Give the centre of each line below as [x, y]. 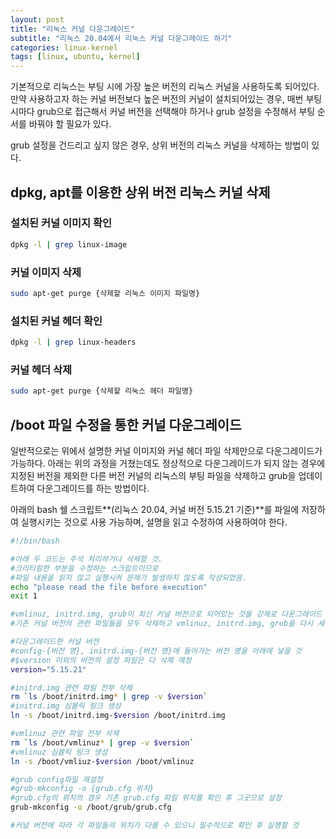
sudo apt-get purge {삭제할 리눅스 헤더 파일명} [102, 391]
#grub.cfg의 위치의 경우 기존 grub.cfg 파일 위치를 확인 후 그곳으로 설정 [146, 798]
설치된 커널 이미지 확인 [61, 223]
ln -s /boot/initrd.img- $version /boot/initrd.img [118, 716]
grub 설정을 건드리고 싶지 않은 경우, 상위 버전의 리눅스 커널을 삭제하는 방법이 [160, 145]
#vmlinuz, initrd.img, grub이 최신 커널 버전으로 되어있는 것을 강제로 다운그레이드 [166, 614]
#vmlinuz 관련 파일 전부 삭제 [65, 734]
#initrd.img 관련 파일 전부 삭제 [71, 687]
